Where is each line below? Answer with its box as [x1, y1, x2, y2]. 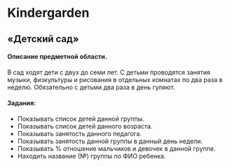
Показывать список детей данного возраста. [17, 121, 153, 131]
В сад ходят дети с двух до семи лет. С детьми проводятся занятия [7, 68, 210, 76]
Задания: [7, 99, 36, 107]
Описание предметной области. [7, 53, 107, 61]
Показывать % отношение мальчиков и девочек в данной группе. [17, 144, 216, 152]
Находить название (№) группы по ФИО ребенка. [17, 152, 166, 160]
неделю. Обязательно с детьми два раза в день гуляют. [7, 83, 175, 91]
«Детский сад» [7, 33, 79, 45]
